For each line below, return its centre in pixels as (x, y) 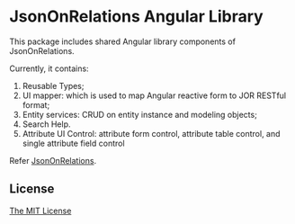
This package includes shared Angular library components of (123, 41)
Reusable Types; (53, 85)
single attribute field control (73, 143)
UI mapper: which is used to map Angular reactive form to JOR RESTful (154, 95)
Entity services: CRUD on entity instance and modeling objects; (140, 114)
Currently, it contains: (49, 68)
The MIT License (40, 211)
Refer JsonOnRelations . (53, 160)
